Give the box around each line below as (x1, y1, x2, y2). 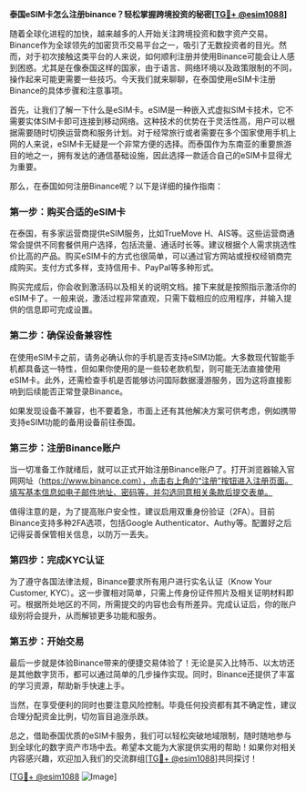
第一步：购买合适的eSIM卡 (9, 205, 126, 218)
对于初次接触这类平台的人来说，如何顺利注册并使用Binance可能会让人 (25, 51, 288, 62)
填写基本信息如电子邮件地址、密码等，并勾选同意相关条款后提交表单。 (9, 486, 273, 497)
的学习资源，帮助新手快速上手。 (9, 680, 129, 691)
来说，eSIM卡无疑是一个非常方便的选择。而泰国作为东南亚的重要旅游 (33, 138, 292, 149)
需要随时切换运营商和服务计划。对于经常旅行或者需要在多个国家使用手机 (16, 127, 289, 137)
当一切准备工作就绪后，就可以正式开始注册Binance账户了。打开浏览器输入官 (9, 463, 296, 474)
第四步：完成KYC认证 (9, 553, 105, 566)
